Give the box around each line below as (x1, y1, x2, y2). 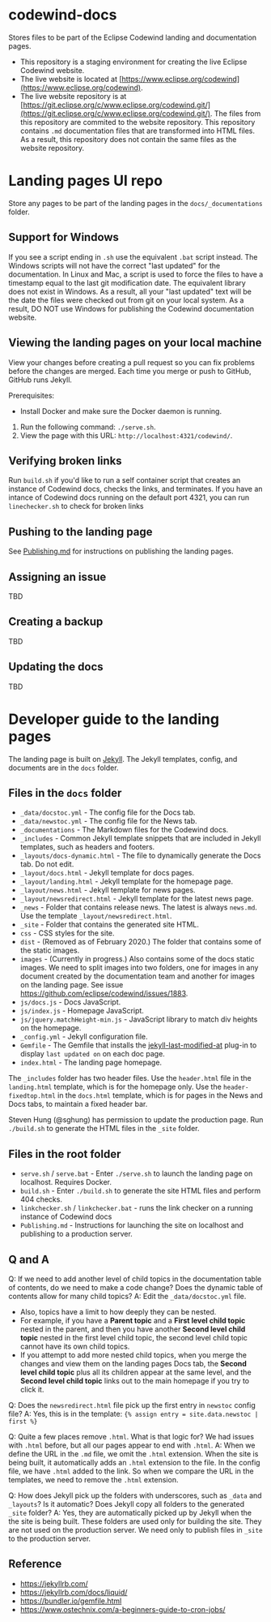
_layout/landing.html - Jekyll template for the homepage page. (19, 876, 234, 886)
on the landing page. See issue (19, 980, 124, 990)
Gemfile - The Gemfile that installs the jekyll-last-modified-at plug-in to (19, 1040, 257, 1050)
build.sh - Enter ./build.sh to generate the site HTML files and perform (19, 1186, 261, 1196)
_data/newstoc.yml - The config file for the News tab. (19, 816, 197, 826)
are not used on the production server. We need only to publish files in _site (8, 1525, 263, 1534)
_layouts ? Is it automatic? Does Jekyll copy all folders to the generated (8, 1499, 245, 1508)
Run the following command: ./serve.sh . (19, 422, 156, 432)
